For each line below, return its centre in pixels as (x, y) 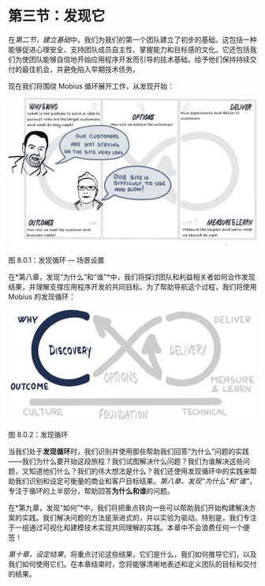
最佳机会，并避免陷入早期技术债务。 (80, 69)
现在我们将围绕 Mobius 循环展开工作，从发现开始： (91, 86)
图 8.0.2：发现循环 (38, 435)
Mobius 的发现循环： (42, 297)
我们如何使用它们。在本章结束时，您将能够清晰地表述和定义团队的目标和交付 (132, 564)
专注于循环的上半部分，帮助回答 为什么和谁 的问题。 (91, 491)
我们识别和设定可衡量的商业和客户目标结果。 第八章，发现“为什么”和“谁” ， (135, 481)
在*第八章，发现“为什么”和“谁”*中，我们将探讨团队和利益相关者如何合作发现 (132, 277)
